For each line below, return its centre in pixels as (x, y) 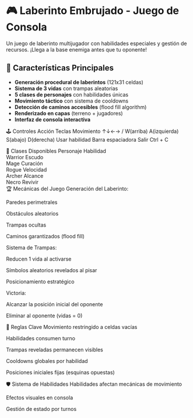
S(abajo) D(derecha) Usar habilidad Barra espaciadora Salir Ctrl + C (87, 139)
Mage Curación (24, 163)
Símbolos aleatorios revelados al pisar (52, 270)
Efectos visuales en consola (40, 398)
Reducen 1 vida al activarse (39, 259)
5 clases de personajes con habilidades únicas (71, 94)
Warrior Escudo (25, 157)
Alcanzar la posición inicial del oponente (55, 304)
